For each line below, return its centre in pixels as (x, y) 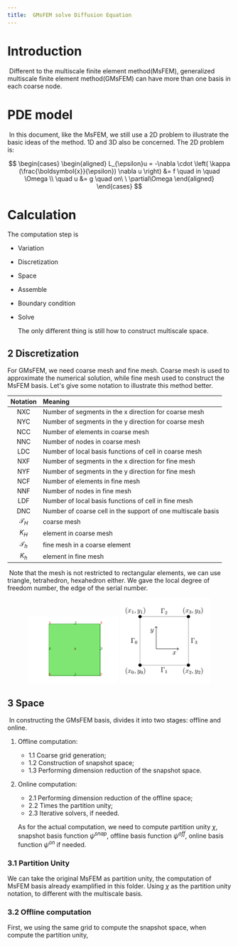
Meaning (56, 401)
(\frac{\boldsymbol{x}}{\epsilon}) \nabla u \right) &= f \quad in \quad (119, 171)
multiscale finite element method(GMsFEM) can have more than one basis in (119, 78)
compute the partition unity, (48, 935)
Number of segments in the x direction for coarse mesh (123, 412)
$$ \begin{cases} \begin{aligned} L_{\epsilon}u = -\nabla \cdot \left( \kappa (119, 163)
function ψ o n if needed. (52, 843)
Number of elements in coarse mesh (96, 431)
